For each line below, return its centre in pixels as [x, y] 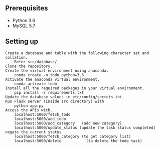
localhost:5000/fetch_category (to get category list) [73, 136]
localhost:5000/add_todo [40, 119]
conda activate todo [36, 84]
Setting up [22, 41]
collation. [17, 57]
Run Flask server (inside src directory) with [55, 101]
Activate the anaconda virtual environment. [52, 79]
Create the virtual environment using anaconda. [57, 70]
